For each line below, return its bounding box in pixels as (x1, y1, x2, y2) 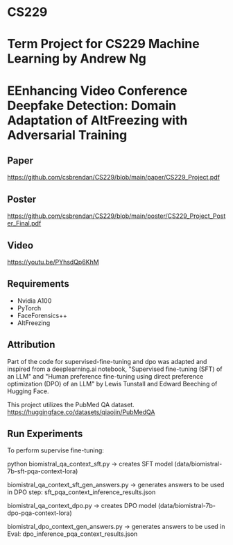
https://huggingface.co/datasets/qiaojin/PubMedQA (7, 408, 155, 416)
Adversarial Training (7, 127, 128, 143)
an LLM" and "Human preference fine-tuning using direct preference (7, 372, 204, 380)
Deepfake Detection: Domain (7, 97, 177, 113)
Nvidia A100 (17, 297, 52, 305)
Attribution (7, 339, 55, 351)
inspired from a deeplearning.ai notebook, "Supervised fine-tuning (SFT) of (7, 365, 223, 373)
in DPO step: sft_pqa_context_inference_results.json (7, 488, 156, 496)
